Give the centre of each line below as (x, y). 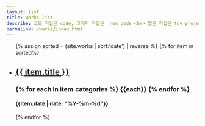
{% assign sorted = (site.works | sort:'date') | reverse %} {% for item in (104, 46)
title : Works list (30, 18)
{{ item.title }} (42, 72)
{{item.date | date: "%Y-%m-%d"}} (62, 103)
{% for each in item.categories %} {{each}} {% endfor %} (103, 89)
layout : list (23, 12)
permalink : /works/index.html (45, 29)
